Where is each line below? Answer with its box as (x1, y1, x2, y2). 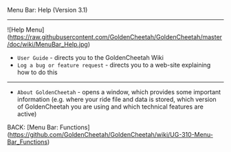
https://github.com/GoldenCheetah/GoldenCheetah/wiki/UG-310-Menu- (9, 131, 213, 138)
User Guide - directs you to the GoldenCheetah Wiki (16, 54, 164, 61)
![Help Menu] (7, 25, 45, 34)
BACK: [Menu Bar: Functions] (7, 123, 91, 131)
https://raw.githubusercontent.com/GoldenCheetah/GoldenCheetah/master (9, 33, 222, 41)
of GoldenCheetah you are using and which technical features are (16, 102, 204, 111)
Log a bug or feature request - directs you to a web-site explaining (16, 61, 211, 69)
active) (16, 110, 37, 118)
